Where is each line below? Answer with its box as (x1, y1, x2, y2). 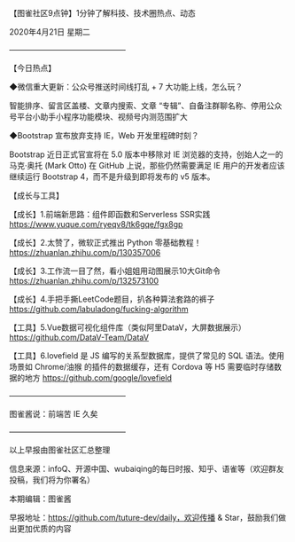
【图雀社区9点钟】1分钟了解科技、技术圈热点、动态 (9, 8, 197, 18)
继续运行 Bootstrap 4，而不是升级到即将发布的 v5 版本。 (9, 171, 215, 182)
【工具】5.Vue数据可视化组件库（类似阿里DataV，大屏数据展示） (9, 322, 246, 333)
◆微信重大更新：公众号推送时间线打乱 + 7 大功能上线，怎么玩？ (9, 82, 244, 91)
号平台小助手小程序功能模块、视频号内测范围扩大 (9, 112, 188, 122)
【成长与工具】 (9, 190, 64, 200)
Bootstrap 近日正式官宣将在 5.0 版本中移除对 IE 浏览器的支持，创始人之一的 (9, 149, 283, 160)
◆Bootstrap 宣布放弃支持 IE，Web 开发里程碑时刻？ (9, 130, 199, 140)
